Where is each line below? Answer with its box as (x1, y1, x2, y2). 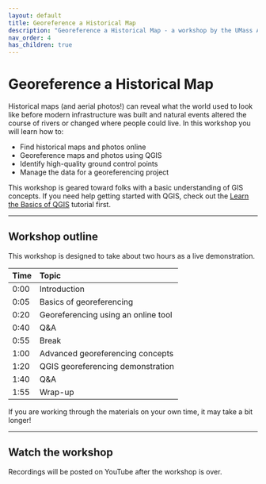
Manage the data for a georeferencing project (19, 167, 169, 177)
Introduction (39, 283, 85, 294)
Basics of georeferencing (39, 296, 134, 307)
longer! (8, 415, 32, 424)
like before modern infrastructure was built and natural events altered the (8, 110, 247, 120)
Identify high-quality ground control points (19, 159, 158, 169)
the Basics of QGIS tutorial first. (8, 200, 111, 209)
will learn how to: (8, 127, 64, 136)
